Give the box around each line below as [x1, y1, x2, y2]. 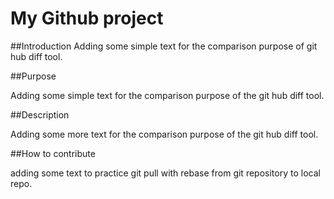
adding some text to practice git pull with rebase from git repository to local [10, 167, 321, 179]
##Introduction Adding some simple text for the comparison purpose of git [10, 40, 318, 52]
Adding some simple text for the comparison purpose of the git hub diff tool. [10, 89, 325, 101]
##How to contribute [10, 147, 96, 159]
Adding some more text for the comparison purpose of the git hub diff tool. [10, 128, 319, 140]
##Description [10, 108, 70, 121]
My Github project [10, 7, 164, 30]
